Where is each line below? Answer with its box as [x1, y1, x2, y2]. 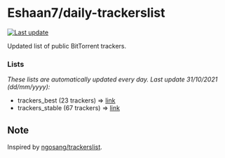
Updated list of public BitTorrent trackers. [7, 41, 127, 50]
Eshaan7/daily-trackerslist [7, 5, 165, 21]
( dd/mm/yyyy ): [7, 83, 50, 91]
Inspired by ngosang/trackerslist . [7, 143, 103, 152]
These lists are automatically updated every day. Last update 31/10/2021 [7, 75, 218, 84]
